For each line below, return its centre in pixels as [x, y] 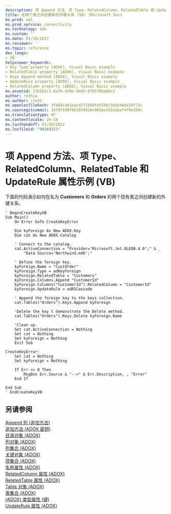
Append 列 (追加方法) [28, 423]
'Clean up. [26, 325]
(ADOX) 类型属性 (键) [27, 500]
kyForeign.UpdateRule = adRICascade [54, 289]
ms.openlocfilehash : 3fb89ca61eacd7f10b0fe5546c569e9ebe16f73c [74, 106]
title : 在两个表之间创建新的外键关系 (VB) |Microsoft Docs [64, 15]
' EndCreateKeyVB [24, 393]
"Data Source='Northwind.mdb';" [58, 253]
